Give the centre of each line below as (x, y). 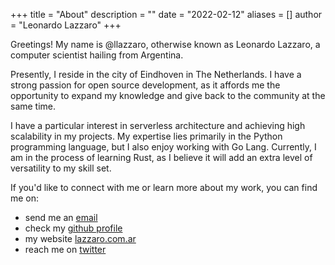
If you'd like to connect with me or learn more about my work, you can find (164, 187)
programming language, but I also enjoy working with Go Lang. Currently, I (163, 147)
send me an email (61, 217)
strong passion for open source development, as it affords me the (145, 85)
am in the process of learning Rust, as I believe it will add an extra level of (161, 157)
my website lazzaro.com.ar (80, 238)
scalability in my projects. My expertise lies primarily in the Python (146, 136)
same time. (33, 106)
